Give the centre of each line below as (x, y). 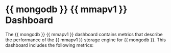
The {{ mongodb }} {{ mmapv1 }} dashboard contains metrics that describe (84, 34)
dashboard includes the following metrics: (49, 45)
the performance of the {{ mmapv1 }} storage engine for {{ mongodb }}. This (86, 40)
